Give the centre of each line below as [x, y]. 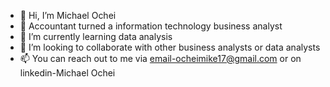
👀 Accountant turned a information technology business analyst [151, 26]
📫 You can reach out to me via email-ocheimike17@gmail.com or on [160, 58]
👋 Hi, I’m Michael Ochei [68, 15]
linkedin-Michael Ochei [67, 73]
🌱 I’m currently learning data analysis [96, 36]
